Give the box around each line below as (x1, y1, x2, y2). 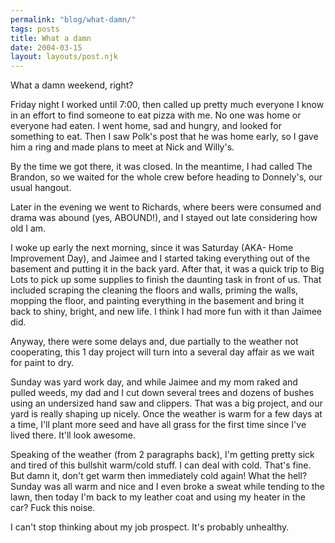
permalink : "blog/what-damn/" (10, 14, 137, 25)
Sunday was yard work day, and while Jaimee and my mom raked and (10, 376, 298, 388)
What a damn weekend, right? (10, 79, 134, 91)
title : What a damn (10, 33, 92, 43)
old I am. (10, 222, 47, 235)
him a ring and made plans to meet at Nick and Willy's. (10, 141, 235, 153)
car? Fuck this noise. (10, 502, 96, 514)
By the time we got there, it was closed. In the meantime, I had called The (10, 161, 313, 173)
